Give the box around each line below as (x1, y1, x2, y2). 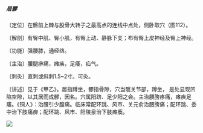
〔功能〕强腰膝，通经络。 (6, 47, 70, 54)
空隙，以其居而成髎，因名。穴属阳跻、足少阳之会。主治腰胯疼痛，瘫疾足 (11, 93, 192, 100)
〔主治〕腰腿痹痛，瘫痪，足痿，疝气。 (6, 60, 101, 67)
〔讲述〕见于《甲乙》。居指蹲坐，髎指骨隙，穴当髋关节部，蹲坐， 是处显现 (6, 85, 190, 92)
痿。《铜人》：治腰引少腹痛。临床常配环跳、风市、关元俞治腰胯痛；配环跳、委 (6, 100, 197, 108)
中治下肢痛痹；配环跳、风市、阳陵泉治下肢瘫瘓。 (6, 108, 128, 115)
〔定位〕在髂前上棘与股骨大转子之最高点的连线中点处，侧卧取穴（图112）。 (6, 21, 192, 28)
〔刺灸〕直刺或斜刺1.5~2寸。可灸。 (6, 73, 94, 80)
